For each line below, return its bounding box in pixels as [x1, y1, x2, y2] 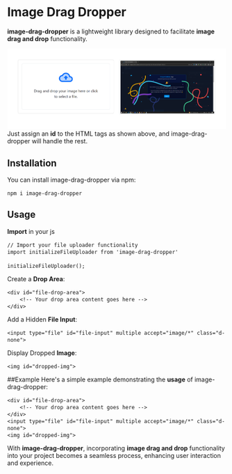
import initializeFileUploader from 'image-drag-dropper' [7, 248, 179, 255]
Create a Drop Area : [7, 274, 65, 283]
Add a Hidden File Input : [7, 315, 78, 324]
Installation [7, 157, 57, 169]
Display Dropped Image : [7, 349, 77, 357]
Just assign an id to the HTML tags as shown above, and [7, 129, 170, 138]
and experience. [7, 459, 54, 467]
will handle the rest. [31, 137, 88, 145]
